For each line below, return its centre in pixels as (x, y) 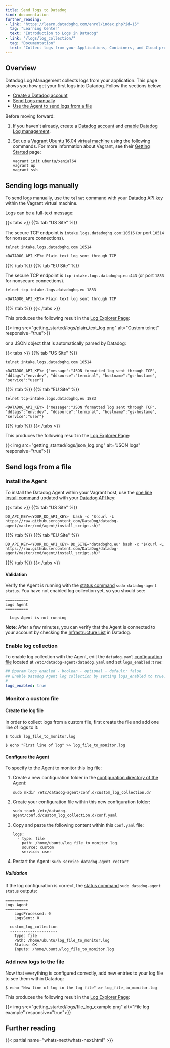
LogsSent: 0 (27, 918)
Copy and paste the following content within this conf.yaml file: (78, 825)
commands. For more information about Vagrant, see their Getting (81, 146)
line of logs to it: (22, 727)
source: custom (38, 848)
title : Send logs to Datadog (36, 10)
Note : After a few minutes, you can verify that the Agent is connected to (80, 627)
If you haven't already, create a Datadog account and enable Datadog (85, 126)
